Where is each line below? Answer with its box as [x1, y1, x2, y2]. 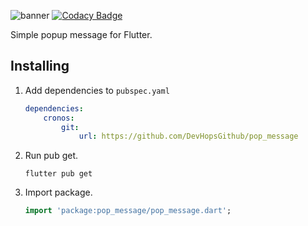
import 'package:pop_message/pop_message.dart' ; [24, 206, 232, 216]
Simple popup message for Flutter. [10, 29, 153, 40]
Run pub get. [24, 150, 79, 162]
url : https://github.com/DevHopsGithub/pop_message [78, 131, 299, 142]
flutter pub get [24, 169, 93, 179]
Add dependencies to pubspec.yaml [24, 84, 170, 96]
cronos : [43, 113, 75, 123]
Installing [10, 58, 70, 75]
